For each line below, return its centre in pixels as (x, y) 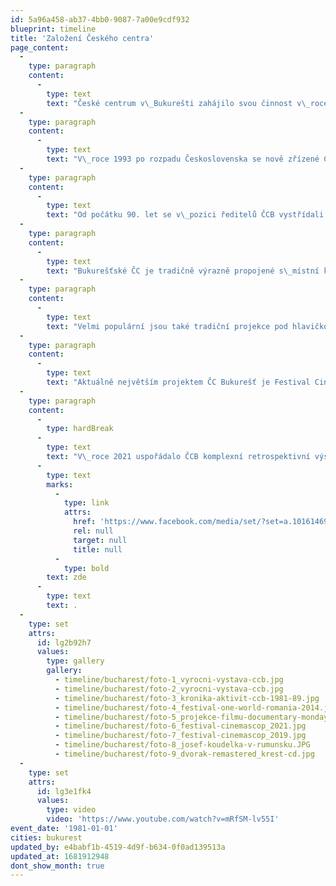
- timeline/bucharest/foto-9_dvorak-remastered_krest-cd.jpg (184, 754)
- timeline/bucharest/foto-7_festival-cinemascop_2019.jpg (180, 736)
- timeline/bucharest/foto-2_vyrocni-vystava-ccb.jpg (169, 689)
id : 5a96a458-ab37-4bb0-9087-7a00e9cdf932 (100, 19)
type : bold (86, 568)
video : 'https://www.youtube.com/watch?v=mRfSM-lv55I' (163, 819)
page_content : (40, 47)
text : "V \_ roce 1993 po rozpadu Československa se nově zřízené (183, 159)
